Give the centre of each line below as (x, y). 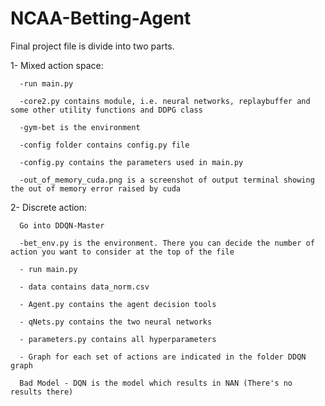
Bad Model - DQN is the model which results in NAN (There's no (156, 383)
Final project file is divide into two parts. (92, 46)
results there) (42, 392)
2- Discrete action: (49, 207)
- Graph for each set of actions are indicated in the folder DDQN (163, 357)
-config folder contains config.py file (104, 145)
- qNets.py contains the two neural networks (116, 322)
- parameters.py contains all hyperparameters (118, 339)
